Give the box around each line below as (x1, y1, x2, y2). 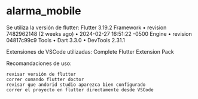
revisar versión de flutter (6, 71, 77, 77)
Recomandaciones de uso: (6, 60, 72, 67)
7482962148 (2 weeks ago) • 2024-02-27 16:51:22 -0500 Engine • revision (6, 30, 193, 37)
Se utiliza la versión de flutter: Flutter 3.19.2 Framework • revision (6, 24, 167, 31)
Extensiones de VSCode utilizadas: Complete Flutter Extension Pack (6, 48, 175, 55)
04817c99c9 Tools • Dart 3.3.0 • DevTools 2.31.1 (6, 36, 126, 44)
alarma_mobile (6, 4, 82, 18)
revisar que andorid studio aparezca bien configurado (6, 82, 146, 88)
